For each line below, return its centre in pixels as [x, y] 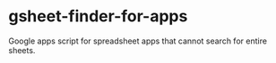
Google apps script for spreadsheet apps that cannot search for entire [138, 41]
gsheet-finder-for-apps [98, 16]
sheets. [22, 50]
